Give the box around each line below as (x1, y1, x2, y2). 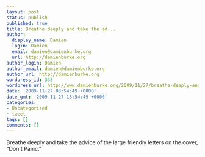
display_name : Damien (12, 37, 67, 43)
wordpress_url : (6, 83, 45, 89)
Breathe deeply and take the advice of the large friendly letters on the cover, (6, 139, 198, 146)
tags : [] (6, 116, 29, 122)
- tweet (6, 111, 26, 117)
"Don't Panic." (6, 145, 41, 153)
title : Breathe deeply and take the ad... (6, 26, 116, 32)
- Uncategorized (6, 105, 48, 111)
